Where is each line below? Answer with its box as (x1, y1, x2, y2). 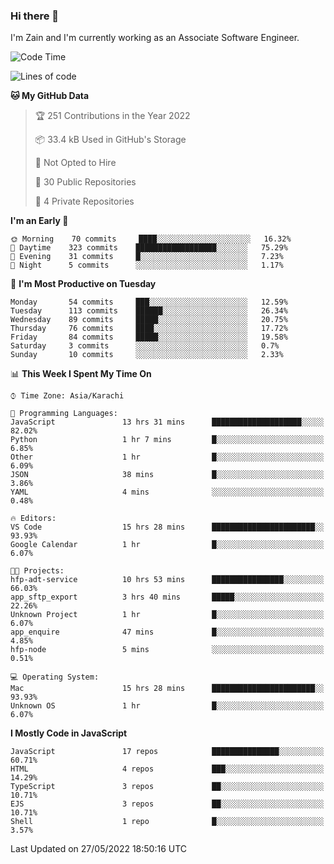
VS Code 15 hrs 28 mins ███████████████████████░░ (10, 522, 325, 533)
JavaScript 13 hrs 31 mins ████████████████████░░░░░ (10, 417, 325, 428)
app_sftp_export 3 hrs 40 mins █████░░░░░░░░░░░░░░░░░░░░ (10, 592, 325, 603)
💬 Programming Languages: (10, 409, 118, 419)
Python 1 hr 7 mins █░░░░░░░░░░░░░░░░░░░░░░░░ (10, 435, 325, 445)
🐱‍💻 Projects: (10, 566, 65, 576)
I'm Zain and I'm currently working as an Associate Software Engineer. (10, 32, 300, 44)
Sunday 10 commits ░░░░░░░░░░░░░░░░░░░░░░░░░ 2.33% (10, 350, 284, 360)
